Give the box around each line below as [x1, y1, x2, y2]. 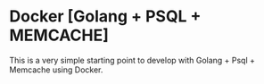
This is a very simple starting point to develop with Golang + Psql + [9, 55, 256, 65]
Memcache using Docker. [9, 64, 103, 75]
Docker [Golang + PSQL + [9, 6, 202, 27]
